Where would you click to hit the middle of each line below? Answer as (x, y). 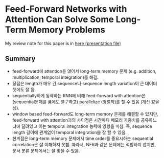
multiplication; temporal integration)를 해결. (55, 77)
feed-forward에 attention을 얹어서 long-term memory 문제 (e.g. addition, (84, 71)
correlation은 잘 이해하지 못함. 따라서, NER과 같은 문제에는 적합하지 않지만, (84, 144)
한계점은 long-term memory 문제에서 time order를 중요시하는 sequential (82, 138)
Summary (20, 59)
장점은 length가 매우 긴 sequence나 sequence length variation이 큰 (78, 83)
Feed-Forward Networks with (66, 9)
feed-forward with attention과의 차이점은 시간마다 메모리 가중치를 (76, 120)
